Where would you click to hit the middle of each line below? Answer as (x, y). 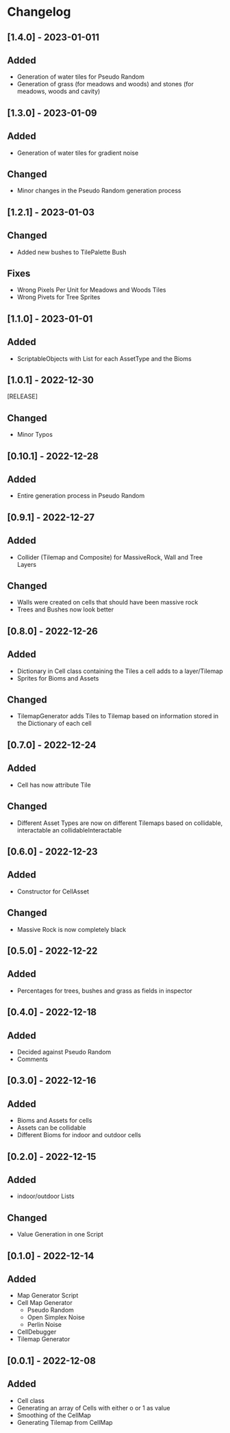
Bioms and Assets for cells (54, 1121)
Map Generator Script (48, 1295)
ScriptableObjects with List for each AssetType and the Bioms (104, 358)
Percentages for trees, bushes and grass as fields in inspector (105, 991)
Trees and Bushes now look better (65, 609)
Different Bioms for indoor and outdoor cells (79, 1135)
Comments (33, 1059)
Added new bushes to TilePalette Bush (72, 252)
